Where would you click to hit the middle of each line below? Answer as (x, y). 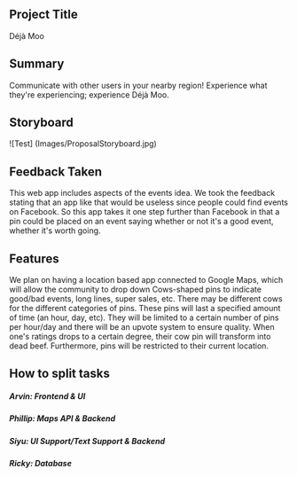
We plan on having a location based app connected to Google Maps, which (146, 280)
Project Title (43, 15)
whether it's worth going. (55, 231)
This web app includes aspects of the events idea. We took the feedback (142, 193)
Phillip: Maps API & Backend (63, 418)
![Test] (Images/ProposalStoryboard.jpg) (83, 144)
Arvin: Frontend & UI (47, 396)
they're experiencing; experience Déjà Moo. (90, 94)
